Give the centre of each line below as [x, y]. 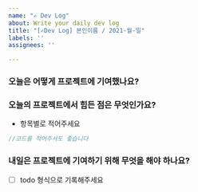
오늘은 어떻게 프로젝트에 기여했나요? [74, 82]
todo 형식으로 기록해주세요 [61, 179]
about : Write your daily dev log [64, 23]
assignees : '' [32, 45]
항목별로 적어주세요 [50, 123]
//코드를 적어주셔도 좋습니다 [48, 139]
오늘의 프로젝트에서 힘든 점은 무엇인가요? [82, 104]
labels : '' [26, 38]
